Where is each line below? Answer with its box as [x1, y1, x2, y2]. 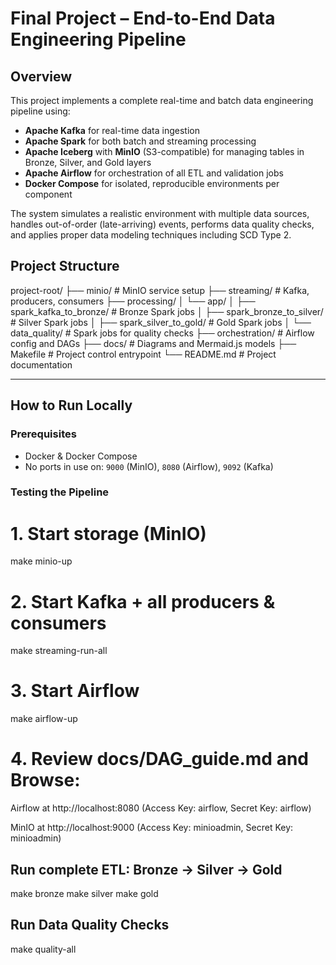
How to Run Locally [10, 397, 133, 414]
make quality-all [10, 943, 77, 955]
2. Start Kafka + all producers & [10, 590, 276, 613]
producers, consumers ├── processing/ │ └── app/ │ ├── [10, 295, 256, 307]
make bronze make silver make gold [10, 887, 159, 899]
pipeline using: [10, 105, 71, 117]
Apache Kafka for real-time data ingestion [24, 125, 200, 136]
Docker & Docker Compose [24, 450, 138, 462]
